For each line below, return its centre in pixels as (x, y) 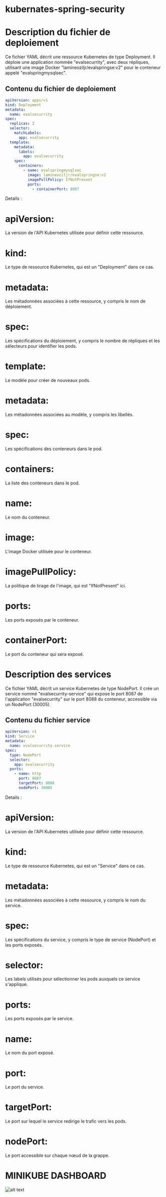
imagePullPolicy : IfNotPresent (60, 179)
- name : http (28, 774)
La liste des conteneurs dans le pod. (42, 483)
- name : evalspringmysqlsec (52, 170)
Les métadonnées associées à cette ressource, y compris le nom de (75, 301)
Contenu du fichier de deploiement (61, 89)
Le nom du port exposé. (30, 1053)
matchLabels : (28, 133)
